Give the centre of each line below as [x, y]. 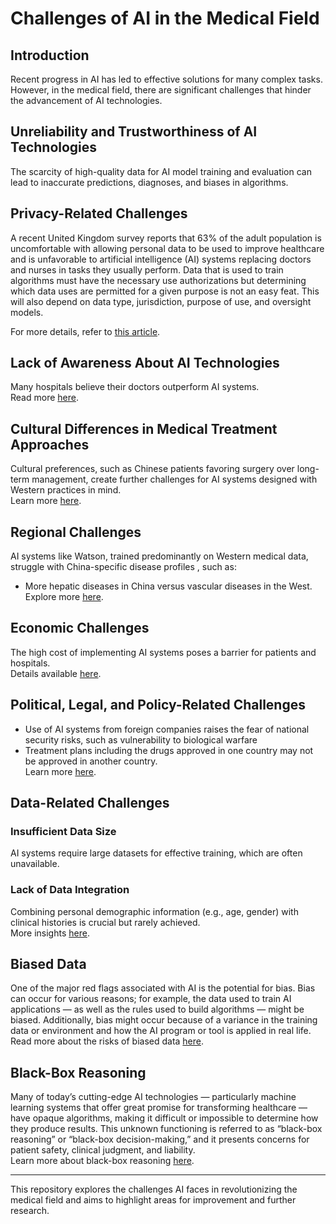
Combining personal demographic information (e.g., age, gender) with [154, 911]
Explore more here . [64, 597]
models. [27, 312]
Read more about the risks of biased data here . [107, 1041]
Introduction [50, 55]
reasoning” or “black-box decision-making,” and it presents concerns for [160, 1139]
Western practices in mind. [66, 490]
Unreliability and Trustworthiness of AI [134, 132]
